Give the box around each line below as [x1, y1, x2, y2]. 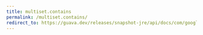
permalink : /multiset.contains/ [6, 14, 88, 20]
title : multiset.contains [6, 8, 71, 15]
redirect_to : [6, 20, 39, 26]
